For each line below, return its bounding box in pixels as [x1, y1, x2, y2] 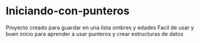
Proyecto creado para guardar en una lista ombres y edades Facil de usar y [5, 24, 195, 31]
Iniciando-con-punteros [5, 4, 130, 18]
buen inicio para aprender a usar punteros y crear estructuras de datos [5, 30, 184, 37]
